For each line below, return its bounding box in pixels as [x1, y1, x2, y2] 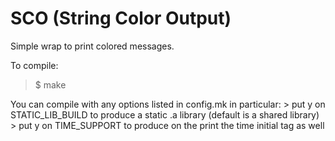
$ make [34, 78, 67, 91]
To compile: [10, 59, 59, 71]
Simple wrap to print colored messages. [10, 40, 175, 52]
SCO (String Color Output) [10, 7, 232, 30]
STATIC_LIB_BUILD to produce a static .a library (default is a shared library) [10, 108, 320, 121]
